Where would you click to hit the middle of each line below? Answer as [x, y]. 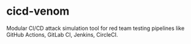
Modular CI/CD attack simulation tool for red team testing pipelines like [95, 28]
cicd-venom [38, 11]
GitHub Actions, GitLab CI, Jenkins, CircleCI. [62, 34]
